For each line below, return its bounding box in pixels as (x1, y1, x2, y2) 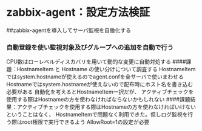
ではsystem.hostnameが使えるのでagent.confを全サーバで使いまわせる (6, 73, 184, 80)
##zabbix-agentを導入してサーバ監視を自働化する (6, 27, 132, 34)
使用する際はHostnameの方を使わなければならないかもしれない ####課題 (6, 96, 190, 103)
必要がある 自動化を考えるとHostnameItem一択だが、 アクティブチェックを (6, 88, 194, 95)
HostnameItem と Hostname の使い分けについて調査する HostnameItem (16, 66, 196, 73)
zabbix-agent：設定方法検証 (6, 5, 150, 19)
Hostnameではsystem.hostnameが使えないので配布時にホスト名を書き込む (6, 81, 194, 88)
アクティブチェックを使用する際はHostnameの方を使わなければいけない (16, 103, 196, 110)
